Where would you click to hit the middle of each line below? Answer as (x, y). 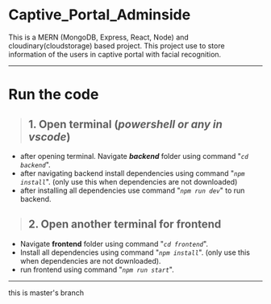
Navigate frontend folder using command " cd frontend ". (114, 244)
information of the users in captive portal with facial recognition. (115, 54)
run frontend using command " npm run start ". (97, 269)
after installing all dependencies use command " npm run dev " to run (132, 190)
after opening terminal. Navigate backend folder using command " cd (134, 156)
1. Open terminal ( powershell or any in (125, 124)
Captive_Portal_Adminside (100, 15)
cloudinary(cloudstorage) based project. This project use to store (117, 45)
